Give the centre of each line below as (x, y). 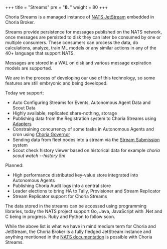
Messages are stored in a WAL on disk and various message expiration (78, 63)
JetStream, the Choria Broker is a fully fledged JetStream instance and (78, 231)
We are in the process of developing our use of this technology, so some (80, 78)
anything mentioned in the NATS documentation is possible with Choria (79, 237)
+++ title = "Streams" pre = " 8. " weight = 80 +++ (57, 7)
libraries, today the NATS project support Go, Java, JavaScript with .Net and (84, 211)
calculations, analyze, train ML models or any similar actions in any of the (81, 48)
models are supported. (29, 68)
